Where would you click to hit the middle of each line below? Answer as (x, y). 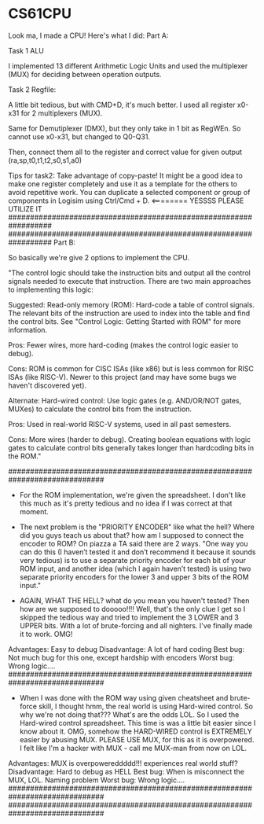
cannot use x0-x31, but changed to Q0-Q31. (79, 136)
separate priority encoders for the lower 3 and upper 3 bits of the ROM (134, 577)
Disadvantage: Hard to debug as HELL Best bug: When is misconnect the (126, 771)
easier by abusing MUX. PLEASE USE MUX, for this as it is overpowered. (137, 739)
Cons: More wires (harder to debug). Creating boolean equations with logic (130, 439)
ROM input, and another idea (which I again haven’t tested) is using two (135, 568)
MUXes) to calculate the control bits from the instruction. (100, 409)
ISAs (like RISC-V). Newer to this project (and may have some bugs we (123, 377)
